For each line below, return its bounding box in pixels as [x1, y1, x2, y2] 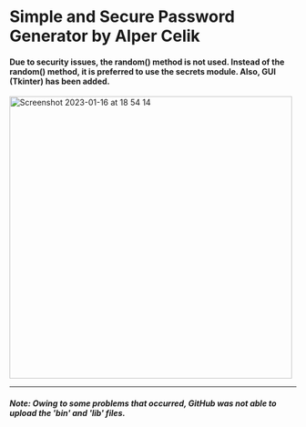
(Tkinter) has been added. [9, 76, 111, 86]
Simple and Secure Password [9, 6, 235, 27]
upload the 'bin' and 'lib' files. [9, 407, 126, 418]
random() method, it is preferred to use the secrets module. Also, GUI [9, 66, 276, 76]
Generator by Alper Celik [9, 25, 200, 46]
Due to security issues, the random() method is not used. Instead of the [9, 56, 285, 67]
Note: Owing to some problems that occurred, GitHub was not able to [9, 398, 277, 409]
